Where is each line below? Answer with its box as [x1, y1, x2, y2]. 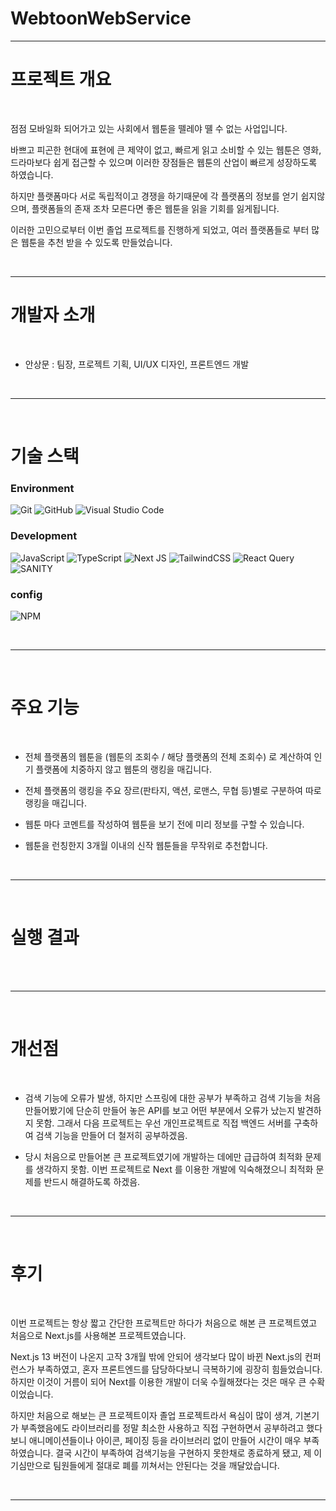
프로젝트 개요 [10, 68, 112, 91]
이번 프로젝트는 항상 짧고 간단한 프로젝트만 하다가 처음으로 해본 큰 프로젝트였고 [10, 1317, 318, 1329]
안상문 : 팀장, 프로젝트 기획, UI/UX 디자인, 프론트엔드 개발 [24, 358, 250, 370]
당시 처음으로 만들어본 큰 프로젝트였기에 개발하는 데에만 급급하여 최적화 [24, 1150, 303, 1162]
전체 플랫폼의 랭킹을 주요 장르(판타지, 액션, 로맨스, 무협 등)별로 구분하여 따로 [24, 784, 322, 796]
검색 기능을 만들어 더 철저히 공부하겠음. [35, 1129, 188, 1141]
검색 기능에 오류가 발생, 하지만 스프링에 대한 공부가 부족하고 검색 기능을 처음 [24, 1092, 322, 1104]
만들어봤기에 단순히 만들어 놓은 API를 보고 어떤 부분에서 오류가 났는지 [24, 1104, 296, 1116]
